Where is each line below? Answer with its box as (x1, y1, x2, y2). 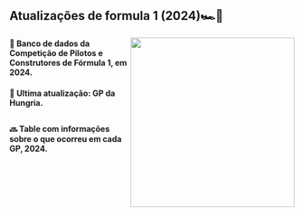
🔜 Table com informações (9, 123, 110, 134)
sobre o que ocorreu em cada (9, 133, 122, 144)
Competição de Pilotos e (9, 47, 104, 58)
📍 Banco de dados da (9, 38, 90, 49)
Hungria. (9, 97, 43, 108)
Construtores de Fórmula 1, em (9, 57, 128, 68)
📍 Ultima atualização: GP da (9, 88, 116, 99)
